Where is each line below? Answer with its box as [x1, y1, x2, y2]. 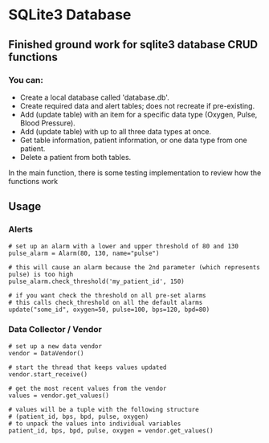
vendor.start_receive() [8, 370, 88, 379]
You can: [8, 74, 44, 85]
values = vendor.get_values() [8, 392, 110, 400]
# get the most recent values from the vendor [8, 384, 167, 392]
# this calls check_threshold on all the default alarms [8, 298, 203, 306]
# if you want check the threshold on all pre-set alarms [8, 291, 206, 299]
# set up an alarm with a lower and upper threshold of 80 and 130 [8, 242, 239, 250]
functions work [8, 176, 59, 186]
